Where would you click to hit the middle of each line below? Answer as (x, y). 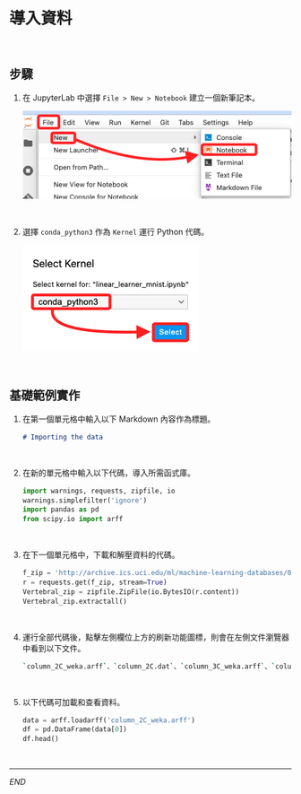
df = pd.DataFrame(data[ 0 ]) (74, 729)
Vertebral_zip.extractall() (74, 601)
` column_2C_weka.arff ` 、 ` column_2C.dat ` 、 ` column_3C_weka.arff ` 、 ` (149, 666)
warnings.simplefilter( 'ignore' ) (85, 500)
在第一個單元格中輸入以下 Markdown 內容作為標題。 (119, 419)
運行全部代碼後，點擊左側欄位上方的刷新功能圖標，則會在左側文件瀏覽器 (155, 637)
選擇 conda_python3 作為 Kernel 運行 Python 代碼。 (115, 232)
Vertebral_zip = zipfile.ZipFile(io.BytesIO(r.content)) (131, 592)
